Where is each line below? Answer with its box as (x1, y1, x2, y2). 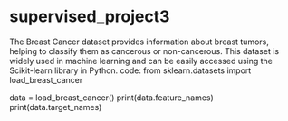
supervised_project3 (9, 6, 170, 27)
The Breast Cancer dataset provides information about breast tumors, (9, 36, 270, 47)
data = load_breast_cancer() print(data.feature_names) (9, 92, 215, 103)
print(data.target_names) (9, 101, 102, 112)
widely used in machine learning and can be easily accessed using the (9, 55, 274, 66)
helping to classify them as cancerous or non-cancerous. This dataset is (9, 45, 279, 56)
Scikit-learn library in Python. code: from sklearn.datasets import (9, 65, 252, 76)
